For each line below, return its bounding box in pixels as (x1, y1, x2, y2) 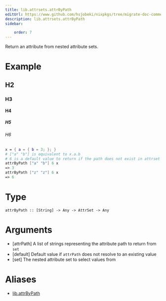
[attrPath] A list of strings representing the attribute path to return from (12, 241, 157, 246)
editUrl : (5, 12, 23, 17)
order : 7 (14, 30, 32, 35)
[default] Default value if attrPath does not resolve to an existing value (12, 251, 157, 257)
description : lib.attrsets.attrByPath (5, 16, 85, 21)
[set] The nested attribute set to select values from (12, 256, 116, 262)
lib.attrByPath (12, 290, 41, 296)
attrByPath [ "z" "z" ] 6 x (5, 170, 58, 175)
